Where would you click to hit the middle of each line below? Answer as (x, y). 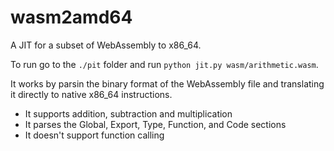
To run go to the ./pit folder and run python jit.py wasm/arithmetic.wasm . (164, 64)
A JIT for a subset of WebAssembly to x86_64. (106, 45)
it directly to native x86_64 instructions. (91, 94)
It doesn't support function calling (94, 135)
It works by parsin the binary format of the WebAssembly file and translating (167, 83)
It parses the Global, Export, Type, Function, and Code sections (155, 124)
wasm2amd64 (71, 17)
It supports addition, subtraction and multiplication (128, 113)
